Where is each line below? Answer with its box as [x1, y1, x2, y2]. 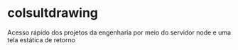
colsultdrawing [7, 5, 98, 21]
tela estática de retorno [7, 35, 76, 44]
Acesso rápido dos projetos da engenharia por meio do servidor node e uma [7, 28, 232, 37]
